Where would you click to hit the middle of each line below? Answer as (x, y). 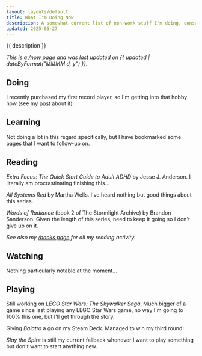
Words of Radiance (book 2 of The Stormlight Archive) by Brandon (89, 213)
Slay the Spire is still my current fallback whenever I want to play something (100, 340)
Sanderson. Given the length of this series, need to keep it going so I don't (98, 219)
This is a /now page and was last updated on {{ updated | (78, 57)
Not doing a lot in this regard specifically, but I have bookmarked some (94, 137)
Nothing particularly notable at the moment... (62, 271)
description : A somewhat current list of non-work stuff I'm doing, (94, 23)
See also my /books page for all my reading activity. (71, 237)
